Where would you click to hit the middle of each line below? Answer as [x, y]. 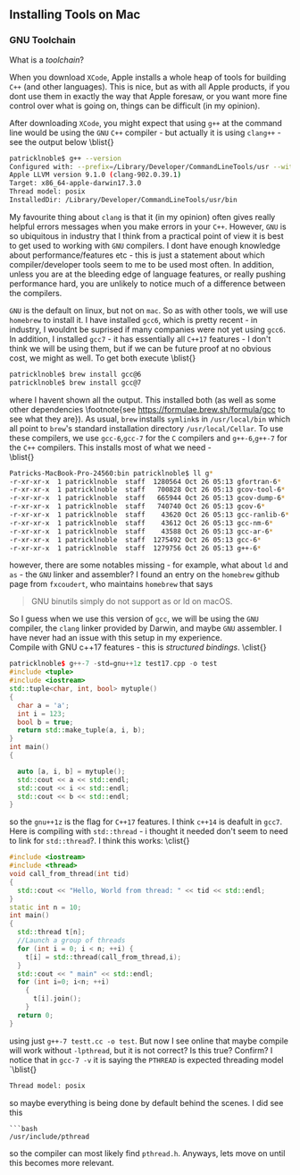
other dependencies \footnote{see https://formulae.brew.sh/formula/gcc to [147, 409]
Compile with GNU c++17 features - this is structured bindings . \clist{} [138, 647]
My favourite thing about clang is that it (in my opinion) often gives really [142, 217]
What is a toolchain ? [47, 60]
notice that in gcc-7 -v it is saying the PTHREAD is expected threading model [146, 1060]
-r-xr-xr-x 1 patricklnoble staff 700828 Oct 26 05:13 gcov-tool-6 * [147, 490]
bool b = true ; [46, 722]
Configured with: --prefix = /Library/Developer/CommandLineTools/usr [139, 166]
